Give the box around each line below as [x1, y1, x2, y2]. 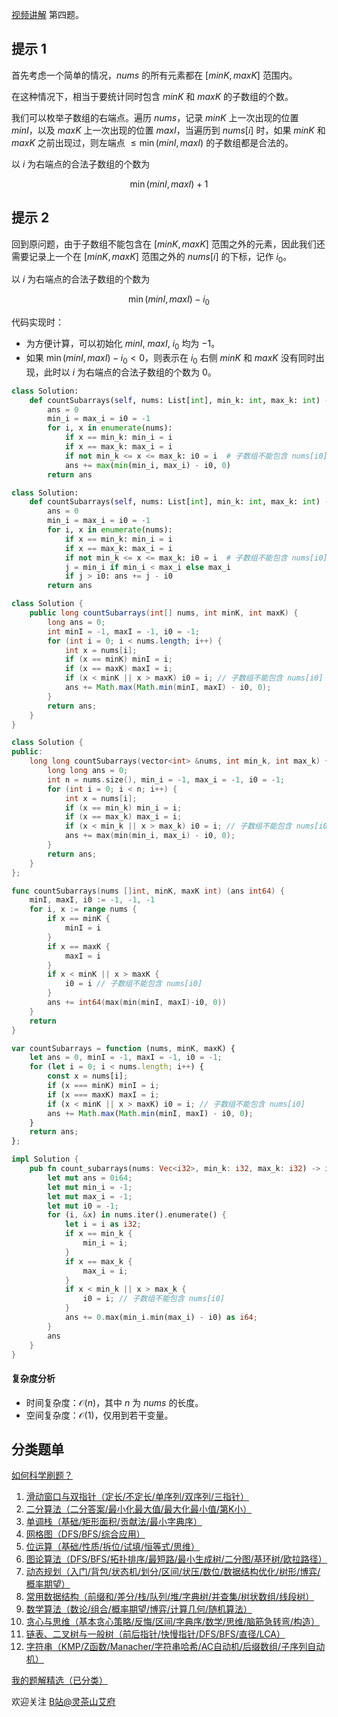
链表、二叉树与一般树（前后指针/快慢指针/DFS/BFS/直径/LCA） [25, 1628, 286, 1640]
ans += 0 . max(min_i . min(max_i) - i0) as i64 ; [64, 1313, 258, 1323]
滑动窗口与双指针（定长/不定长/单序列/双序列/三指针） [25, 1491, 249, 1503]
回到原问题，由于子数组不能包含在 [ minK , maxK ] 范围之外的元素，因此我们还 [11, 238, 326, 250]
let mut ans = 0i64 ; [47, 1173, 133, 1183]
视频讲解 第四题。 [11, 9, 84, 20]
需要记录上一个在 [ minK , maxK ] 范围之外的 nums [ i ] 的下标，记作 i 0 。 [11, 250, 293, 265]
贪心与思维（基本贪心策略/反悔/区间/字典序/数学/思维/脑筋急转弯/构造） [25, 1616, 321, 1628]
